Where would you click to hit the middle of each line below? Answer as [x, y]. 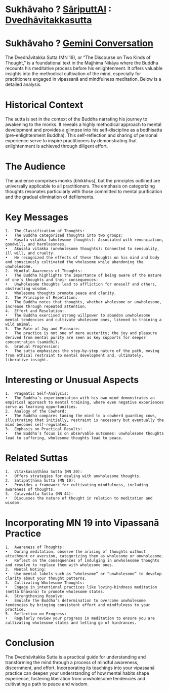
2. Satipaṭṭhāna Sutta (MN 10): [40, 480]
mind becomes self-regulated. [37, 424]
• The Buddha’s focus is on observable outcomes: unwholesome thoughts [85, 433]
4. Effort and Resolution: [35, 311]
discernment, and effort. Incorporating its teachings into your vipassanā [80, 668]
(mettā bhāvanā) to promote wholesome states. [55, 591]
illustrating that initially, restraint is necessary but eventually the [85, 420]
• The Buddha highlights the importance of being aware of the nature [83, 275]
